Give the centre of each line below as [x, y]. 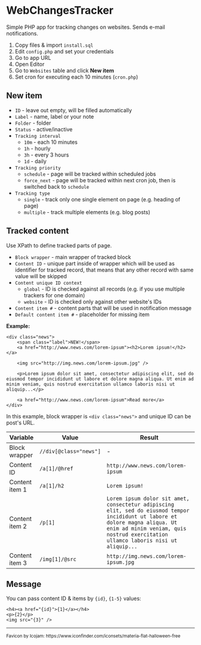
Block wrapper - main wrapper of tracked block [73, 257]
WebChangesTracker [60, 10]
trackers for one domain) [54, 295]
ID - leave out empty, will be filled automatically [73, 110]
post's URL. [20, 423]
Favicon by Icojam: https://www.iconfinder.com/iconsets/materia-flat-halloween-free [93, 636]
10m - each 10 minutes [51, 142]
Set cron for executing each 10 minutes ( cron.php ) [77, 77]
